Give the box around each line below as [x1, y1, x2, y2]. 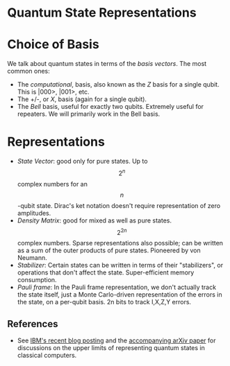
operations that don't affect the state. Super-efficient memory [17, 268, 195, 277]
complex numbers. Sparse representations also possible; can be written [17, 239, 224, 247]
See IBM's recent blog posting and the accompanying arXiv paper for [17, 336, 216, 345]
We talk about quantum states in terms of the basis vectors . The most [7, 60, 207, 68]
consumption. [17, 276, 57, 284]
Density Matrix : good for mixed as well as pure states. [17, 216, 172, 225]
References [7, 317, 58, 330]
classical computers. [17, 351, 77, 360]
